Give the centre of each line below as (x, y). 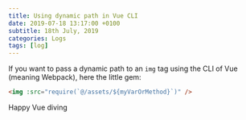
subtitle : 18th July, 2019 (53, 31)
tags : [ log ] (28, 46)
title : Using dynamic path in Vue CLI (73, 16)
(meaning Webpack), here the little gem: (75, 77)
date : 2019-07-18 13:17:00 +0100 (64, 23)
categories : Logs (37, 38)
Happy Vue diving (38, 107)
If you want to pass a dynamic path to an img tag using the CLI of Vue (123, 68)
